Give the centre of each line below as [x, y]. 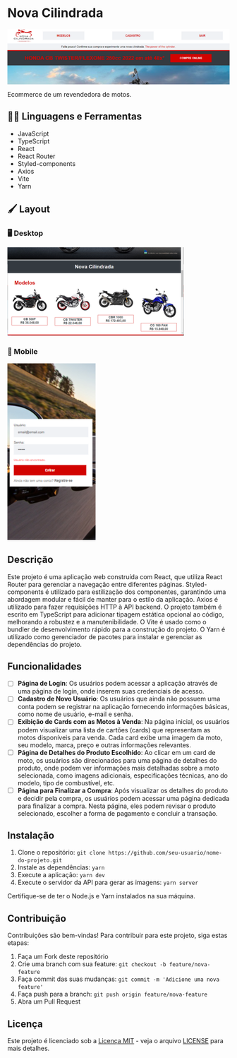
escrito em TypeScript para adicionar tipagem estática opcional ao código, [116, 614]
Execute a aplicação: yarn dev [61, 875]
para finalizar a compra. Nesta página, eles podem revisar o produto [117, 806]
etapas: [18, 943]
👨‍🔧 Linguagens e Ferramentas [75, 117]
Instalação [31, 836]
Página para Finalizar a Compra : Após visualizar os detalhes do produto [122, 790]
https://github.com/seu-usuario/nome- [165, 853]
